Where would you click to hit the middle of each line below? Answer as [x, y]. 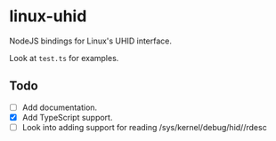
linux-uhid [48, 16]
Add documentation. [60, 107]
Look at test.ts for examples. [64, 58]
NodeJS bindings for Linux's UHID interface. [90, 41]
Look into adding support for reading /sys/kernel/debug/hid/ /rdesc [144, 127]
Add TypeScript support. [67, 117]
